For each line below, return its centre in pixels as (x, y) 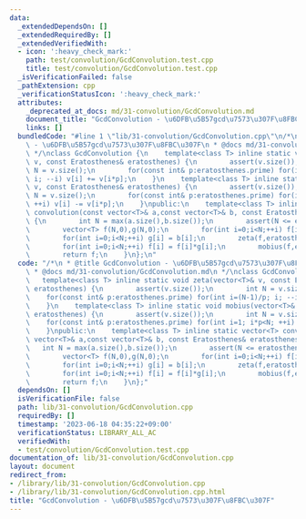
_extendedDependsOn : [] (62, 26)
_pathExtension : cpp (56, 86)
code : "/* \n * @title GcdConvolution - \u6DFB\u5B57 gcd (126, 264)
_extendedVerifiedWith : (62, 43)
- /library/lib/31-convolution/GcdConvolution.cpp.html (117, 492)
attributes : (41, 102)
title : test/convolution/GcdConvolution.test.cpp (122, 69)
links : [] (45, 128)
